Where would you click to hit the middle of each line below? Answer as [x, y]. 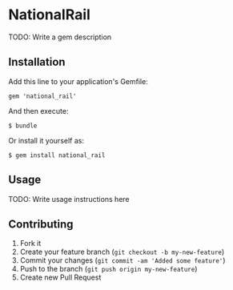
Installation [37, 62]
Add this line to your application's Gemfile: [78, 81]
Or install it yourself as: [46, 140]
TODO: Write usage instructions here [69, 199]
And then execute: [38, 111]
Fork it [30, 244]
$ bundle [23, 126]
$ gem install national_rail [57, 155]
